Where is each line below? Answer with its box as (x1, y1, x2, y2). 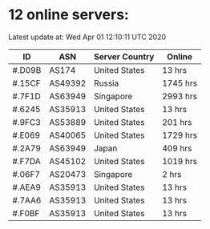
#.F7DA (12, 155, 42, 167)
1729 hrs (161, 130, 198, 141)
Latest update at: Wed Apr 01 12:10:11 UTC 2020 (8, 32, 167, 42)
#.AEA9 (12, 182, 42, 193)
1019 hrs (161, 155, 198, 167)
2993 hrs (161, 90, 198, 102)
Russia (93, 78, 119, 89)
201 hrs (161, 116, 192, 127)
